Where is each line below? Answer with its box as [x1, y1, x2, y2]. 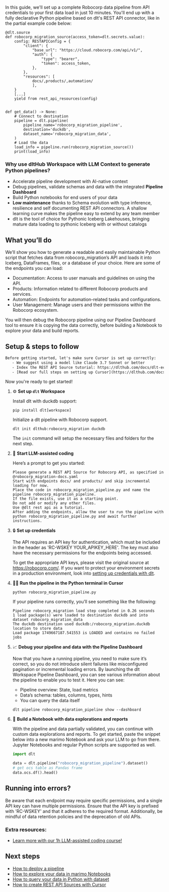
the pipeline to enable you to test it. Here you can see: [12, 677, 125, 683]
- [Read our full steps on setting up [12, 370, 94, 375]
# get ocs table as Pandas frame [12, 766, 83, 771]
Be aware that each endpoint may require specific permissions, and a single [5, 797, 162, 803]
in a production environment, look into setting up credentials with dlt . [12, 570, 155, 576]
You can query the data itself [20, 698, 80, 704]
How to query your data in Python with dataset [12, 876, 109, 882]
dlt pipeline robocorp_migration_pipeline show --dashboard [12, 707, 141, 712]
